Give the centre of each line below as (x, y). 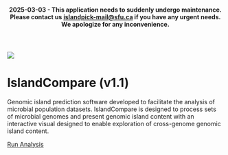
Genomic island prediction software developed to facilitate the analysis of (111, 102)
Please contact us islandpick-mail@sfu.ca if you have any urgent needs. (115, 16)
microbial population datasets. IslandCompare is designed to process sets (112, 109)
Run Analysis (25, 144)
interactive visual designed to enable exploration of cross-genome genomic (114, 123)
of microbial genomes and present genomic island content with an (101, 116)
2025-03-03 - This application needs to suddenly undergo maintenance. (115, 10)
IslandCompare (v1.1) (68, 83)
